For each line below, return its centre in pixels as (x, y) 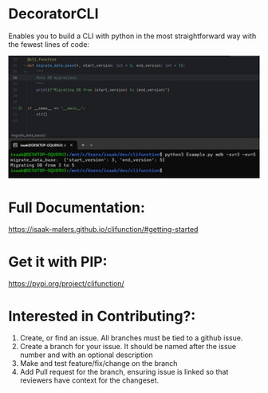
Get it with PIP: (58, 262)
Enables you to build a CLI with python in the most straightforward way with (132, 36)
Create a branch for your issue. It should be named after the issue (128, 347)
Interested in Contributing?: (102, 316)
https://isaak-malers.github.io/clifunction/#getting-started (103, 230)
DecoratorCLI (53, 14)
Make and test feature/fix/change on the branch (99, 364)
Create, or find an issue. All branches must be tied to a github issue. (131, 338)
